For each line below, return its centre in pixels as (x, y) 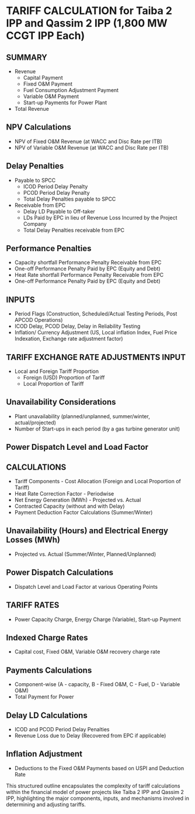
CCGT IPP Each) (46, 36)
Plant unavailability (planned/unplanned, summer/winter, (82, 416)
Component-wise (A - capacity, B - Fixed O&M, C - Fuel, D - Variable (97, 684)
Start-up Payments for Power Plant (65, 103)
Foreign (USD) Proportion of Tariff (64, 378)
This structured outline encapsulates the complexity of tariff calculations (93, 786)
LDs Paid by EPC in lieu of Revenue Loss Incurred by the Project (100, 218)
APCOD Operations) (39, 320)
